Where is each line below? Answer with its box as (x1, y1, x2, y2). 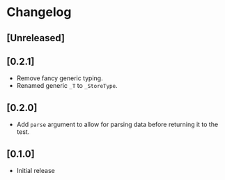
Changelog (6, 4, 72, 20)
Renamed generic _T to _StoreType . (16, 82, 118, 90)
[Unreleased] (6, 32, 65, 44)
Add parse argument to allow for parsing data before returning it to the (16, 120, 219, 129)
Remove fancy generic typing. (16, 74, 103, 82)
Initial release (16, 167, 55, 175)
